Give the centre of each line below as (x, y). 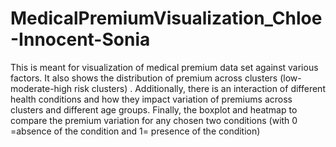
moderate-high (41, 88)
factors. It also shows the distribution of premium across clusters (144, 78)
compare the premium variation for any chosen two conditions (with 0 (154, 120)
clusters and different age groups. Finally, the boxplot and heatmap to (154, 109)
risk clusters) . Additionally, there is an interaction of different (200, 88)
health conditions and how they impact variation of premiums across (151, 99)
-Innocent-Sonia (80, 39)
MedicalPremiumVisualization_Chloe (166, 18)
